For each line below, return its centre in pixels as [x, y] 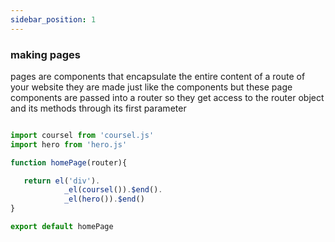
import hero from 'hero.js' [69, 144]
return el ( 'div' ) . [62, 181]
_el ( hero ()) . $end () [104, 199]
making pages [45, 54]
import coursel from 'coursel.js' [82, 135]
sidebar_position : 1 [53, 19]
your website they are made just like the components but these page [151, 87]
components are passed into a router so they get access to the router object [167, 97]
